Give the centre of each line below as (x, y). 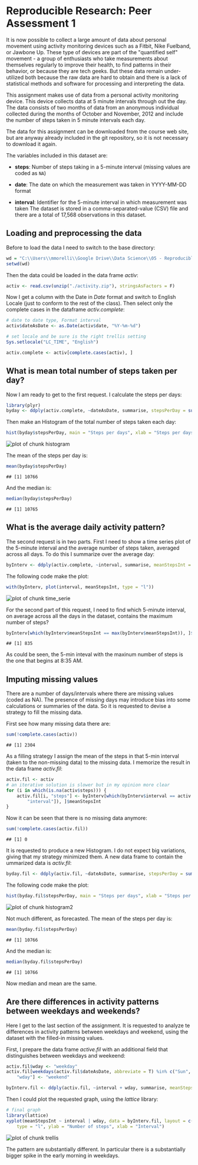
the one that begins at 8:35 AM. (44, 661)
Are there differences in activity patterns (82, 1002)
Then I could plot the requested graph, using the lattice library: (82, 1099)
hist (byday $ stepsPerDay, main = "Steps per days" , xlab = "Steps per (93, 433)
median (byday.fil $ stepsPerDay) (44, 962)
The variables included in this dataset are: (57, 155)
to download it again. (32, 144)
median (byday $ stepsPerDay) (39, 499)
